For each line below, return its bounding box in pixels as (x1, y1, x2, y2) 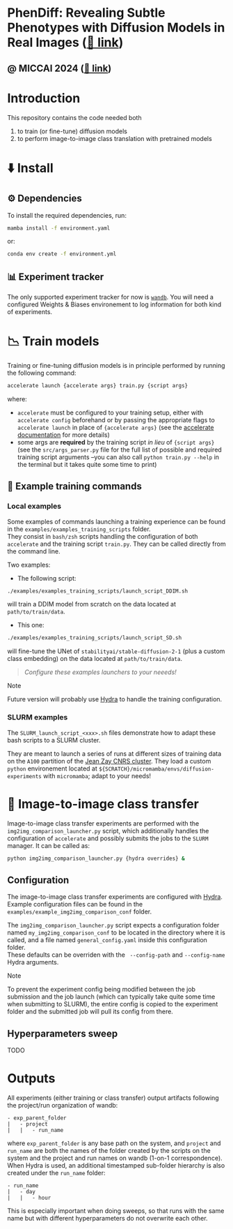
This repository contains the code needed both (7, 113, 142, 121)
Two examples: (7, 560, 51, 569)
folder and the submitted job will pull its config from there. (7, 1007, 174, 1016)
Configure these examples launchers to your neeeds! (24, 668, 177, 676)
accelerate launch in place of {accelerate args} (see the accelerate (17, 423, 214, 431)
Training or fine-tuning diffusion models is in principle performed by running (7, 362, 225, 370)
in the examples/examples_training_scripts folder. (7, 525, 151, 533)
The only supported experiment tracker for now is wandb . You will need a (7, 293, 214, 301)
